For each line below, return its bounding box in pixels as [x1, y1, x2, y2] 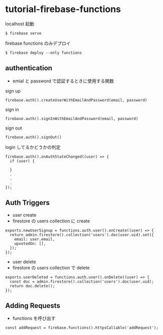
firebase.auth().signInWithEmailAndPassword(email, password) [5, 116, 138, 121]
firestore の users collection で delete [12, 265, 90, 271]
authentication [5, 64, 53, 72]
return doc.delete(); [10, 283, 55, 288]
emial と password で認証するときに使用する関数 [12, 78, 114, 84]
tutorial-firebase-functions [5, 4, 121, 15]
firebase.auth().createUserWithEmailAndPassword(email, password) [5, 97, 147, 102]
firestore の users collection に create [12, 217, 90, 224]
